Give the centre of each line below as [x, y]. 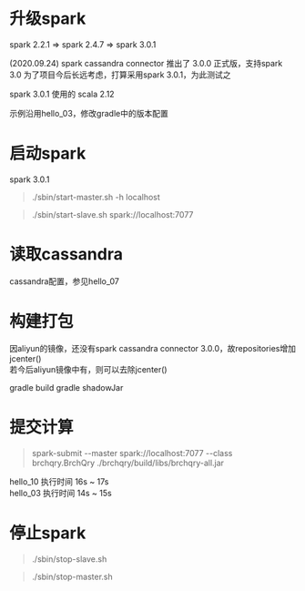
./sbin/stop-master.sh [72, 576]
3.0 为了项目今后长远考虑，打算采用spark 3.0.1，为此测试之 [120, 75]
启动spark [48, 153]
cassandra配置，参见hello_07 [65, 281]
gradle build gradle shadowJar [66, 387]
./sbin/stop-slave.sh [69, 559]
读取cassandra [66, 255]
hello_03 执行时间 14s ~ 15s [61, 493]
